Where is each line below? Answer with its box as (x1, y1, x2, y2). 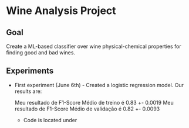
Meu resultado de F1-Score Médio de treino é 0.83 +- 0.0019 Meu (14, 99, 174, 106)
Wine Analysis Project (6, 4, 116, 18)
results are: (14, 88, 42, 95)
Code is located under (23, 116, 77, 123)
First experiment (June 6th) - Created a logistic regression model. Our (14, 81, 184, 88)
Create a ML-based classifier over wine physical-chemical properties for (6, 43, 182, 50)
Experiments (6, 66, 54, 76)
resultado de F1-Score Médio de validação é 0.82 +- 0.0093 (14, 105, 160, 112)
